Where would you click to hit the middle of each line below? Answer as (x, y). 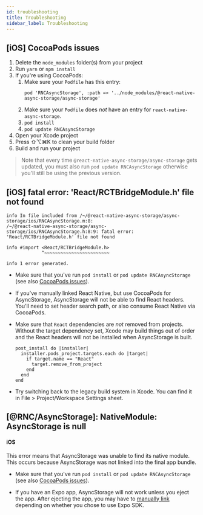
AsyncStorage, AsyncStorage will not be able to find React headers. (100, 299)
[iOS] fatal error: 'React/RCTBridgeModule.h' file (100, 192)
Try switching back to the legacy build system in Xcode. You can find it (103, 392)
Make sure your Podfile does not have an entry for (88, 109)
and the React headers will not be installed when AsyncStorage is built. (104, 337)
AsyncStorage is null (46, 427)
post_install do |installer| (52, 348)
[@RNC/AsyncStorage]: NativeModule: (82, 417)
